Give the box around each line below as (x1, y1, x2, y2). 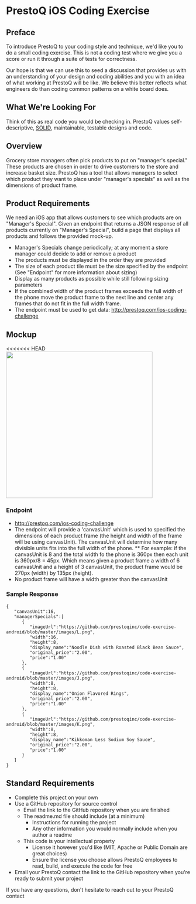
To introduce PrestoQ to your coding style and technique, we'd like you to (6, 43, 184, 50)
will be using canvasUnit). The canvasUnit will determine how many (14, 538, 178, 545)
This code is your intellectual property (23, 837, 115, 844)
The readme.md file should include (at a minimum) (23, 813, 145, 820)
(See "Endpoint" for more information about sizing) (14, 269, 137, 276)
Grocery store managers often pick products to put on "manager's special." (6, 156, 188, 163)
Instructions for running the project (32, 818, 116, 825)
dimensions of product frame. (6, 182, 78, 189)
